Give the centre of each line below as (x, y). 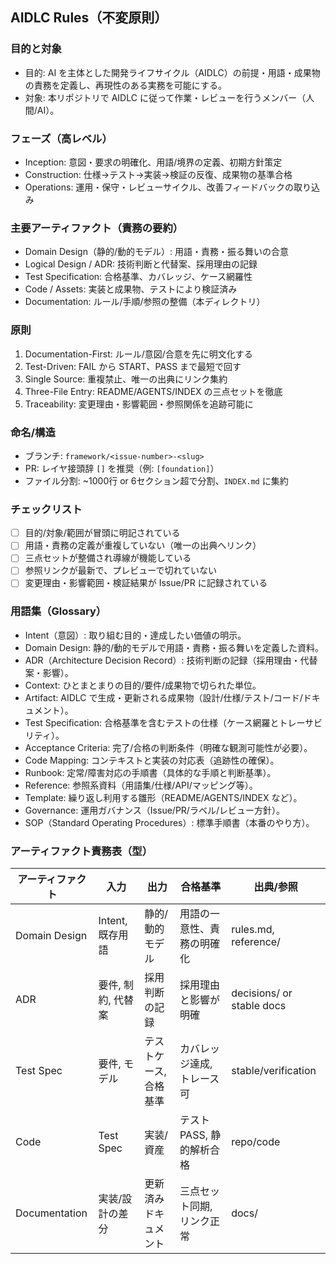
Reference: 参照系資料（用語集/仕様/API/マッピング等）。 (141, 785)
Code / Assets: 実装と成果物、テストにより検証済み (131, 289)
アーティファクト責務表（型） (81, 851)
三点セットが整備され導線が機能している (108, 558)
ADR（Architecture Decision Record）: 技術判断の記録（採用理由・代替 (171, 660)
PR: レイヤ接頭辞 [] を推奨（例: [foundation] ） (122, 468)
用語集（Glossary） (58, 611)
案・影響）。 (49, 672)
